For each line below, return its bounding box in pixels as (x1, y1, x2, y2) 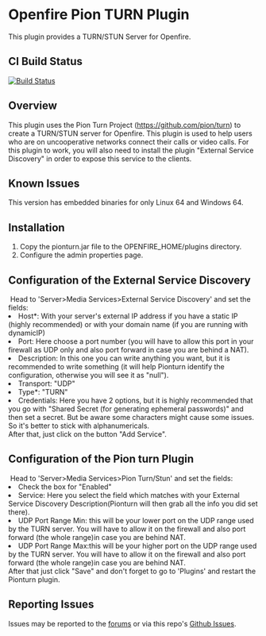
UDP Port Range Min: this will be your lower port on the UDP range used (18, 515, 254, 525)
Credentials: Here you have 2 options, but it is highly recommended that (18, 395, 253, 405)
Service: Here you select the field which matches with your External (18, 490, 240, 499)
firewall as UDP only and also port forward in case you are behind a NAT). (8, 345, 249, 354)
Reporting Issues (8, 598, 94, 611)
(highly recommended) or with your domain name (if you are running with (8, 320, 249, 329)
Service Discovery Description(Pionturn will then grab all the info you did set (8, 499, 258, 508)
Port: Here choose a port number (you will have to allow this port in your (18, 337, 254, 346)
